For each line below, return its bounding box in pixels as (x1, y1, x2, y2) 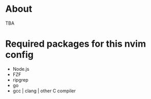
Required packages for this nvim (5, 38, 146, 50)
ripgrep (12, 76, 29, 83)
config (5, 49, 34, 61)
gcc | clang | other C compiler (12, 88, 76, 94)
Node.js (12, 66, 30, 72)
